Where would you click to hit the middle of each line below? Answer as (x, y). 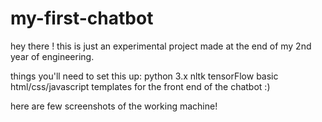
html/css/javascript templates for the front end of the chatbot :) (140, 86)
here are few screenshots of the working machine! (114, 106)
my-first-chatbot (82, 18)
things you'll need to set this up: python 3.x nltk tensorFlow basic (144, 76)
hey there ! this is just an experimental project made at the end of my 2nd (161, 46)
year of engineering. (52, 56)
